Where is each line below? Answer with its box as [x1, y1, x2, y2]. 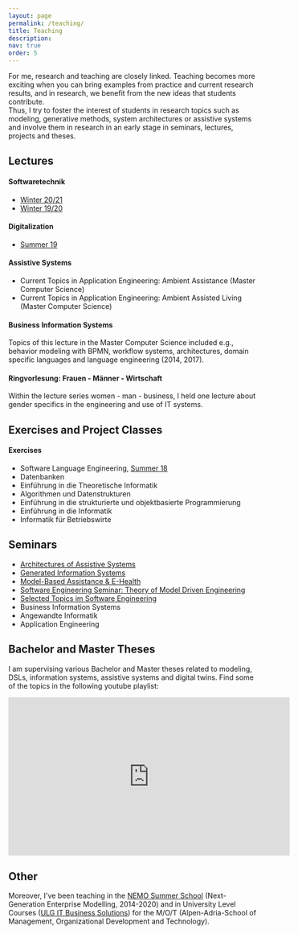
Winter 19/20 [19, 203, 63, 213]
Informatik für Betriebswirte [19, 515, 112, 524]
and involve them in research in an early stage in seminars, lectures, [8, 122, 234, 132]
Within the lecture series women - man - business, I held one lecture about [8, 391, 256, 401]
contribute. [8, 97, 45, 106]
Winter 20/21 [19, 195, 63, 204]
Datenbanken [19, 472, 65, 481]
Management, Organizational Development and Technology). [8, 916, 210, 926]
